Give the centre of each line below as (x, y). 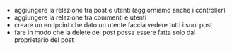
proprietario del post (44, 40)
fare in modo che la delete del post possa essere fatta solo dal (105, 32)
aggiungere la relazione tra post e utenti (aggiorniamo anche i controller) (120, 10)
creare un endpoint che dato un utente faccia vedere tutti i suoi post (113, 25)
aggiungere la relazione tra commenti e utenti (80, 17)
